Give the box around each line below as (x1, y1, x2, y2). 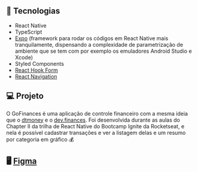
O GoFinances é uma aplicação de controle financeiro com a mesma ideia (6, 110, 188, 117)
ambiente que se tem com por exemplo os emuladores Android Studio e (14, 47, 193, 55)
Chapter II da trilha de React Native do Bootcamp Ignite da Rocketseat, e (6, 122, 185, 129)
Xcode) (14, 53, 33, 61)
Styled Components (14, 60, 65, 67)
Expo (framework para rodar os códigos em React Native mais (14, 34, 169, 42)
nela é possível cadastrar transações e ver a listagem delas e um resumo (6, 129, 186, 136)
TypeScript (14, 28, 42, 35)
